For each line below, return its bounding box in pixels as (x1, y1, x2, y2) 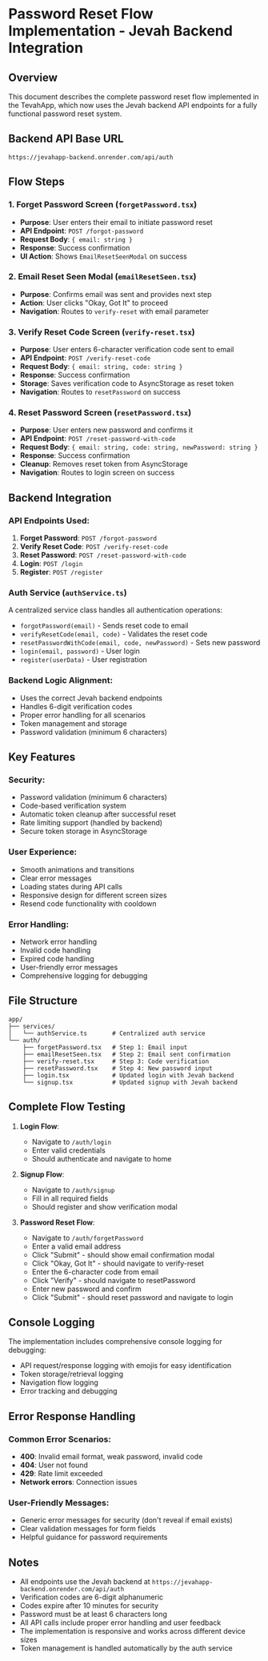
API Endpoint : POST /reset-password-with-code (19, 434, 176, 443)
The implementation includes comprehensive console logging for (8, 1337, 222, 1346)
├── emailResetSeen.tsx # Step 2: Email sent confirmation (22, 1050, 230, 1058)
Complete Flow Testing (8, 1100, 126, 1113)
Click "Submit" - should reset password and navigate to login (31, 1292, 234, 1302)
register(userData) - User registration (19, 655, 148, 664)
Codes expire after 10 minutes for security (19, 1601, 158, 1611)
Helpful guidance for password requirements (19, 1532, 168, 1542)
